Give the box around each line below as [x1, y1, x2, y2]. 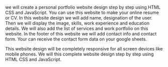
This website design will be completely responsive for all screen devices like [5, 46, 163, 51]
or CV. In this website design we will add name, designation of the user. [5, 15, 153, 20]
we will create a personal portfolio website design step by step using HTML [5, 4, 161, 10]
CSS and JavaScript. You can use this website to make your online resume [5, 9, 159, 15]
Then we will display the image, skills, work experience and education [5, 20, 149, 26]
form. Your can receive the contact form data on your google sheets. [5, 36, 147, 42]
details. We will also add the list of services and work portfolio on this [5, 25, 148, 31]
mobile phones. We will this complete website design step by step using [5, 51, 154, 57]
